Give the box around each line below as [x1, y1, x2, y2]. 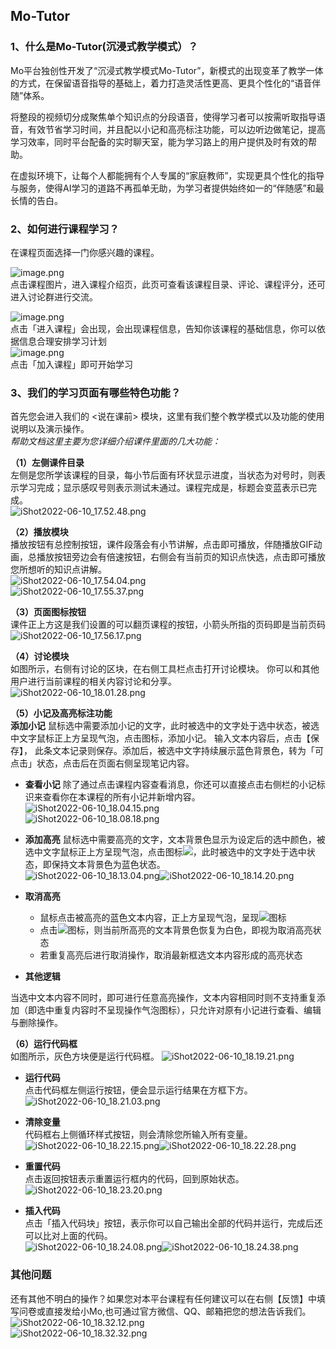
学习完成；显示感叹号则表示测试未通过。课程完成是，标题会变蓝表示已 [18, 482, 308, 494]
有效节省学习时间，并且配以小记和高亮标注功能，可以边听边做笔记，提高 [27, 123, 326, 135]
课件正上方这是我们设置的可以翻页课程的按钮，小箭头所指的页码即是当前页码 [10, 619, 326, 631]
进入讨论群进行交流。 [10, 290, 98, 303]
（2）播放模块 [10, 526, 69, 538]
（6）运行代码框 [10, 1038, 78, 1050]
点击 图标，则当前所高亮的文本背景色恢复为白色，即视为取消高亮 [39, 924, 313, 936]
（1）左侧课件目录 [10, 457, 85, 469]
